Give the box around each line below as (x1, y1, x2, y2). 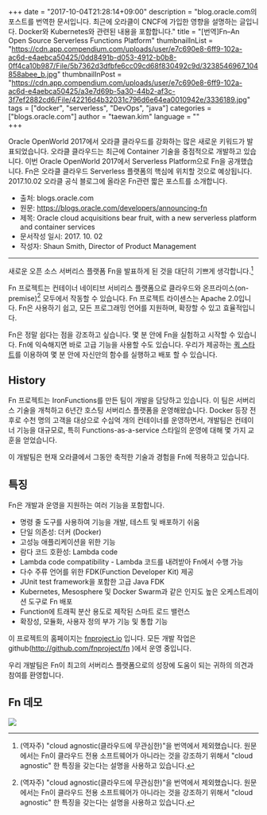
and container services (19, 222, 95, 231)
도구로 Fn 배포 (28, 596, 73, 606)
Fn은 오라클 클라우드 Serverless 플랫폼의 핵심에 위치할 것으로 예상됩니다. (25, 166, 253, 176)
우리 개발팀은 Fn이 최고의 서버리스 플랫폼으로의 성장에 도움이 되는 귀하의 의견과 (8, 660, 254, 669)
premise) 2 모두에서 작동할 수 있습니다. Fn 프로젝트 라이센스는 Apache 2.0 (8, 292, 238, 303)
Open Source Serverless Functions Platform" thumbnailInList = (8, 36, 214, 45)
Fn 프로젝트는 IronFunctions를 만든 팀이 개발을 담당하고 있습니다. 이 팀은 (8, 396, 234, 406)
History (8, 373, 46, 387)
